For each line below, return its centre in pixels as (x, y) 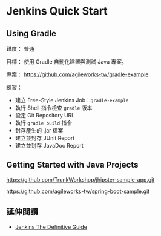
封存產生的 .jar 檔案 (39, 130)
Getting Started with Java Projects (72, 165)
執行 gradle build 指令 (44, 123)
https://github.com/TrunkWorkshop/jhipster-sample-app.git (80, 179)
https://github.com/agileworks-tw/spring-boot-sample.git (78, 191)
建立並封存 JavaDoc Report (49, 146)
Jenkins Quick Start (57, 11)
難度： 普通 (20, 49)
